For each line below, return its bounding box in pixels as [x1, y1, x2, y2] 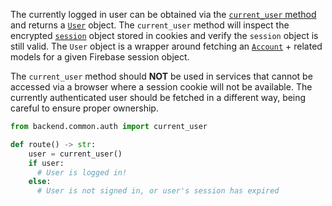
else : [28, 177, 52, 187]
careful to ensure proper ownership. [10, 102, 159, 114]
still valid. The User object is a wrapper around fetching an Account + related [10, 40, 323, 52]
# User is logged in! [36, 167, 128, 178]
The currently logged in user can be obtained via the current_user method [10, 9, 317, 20]
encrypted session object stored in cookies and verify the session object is [10, 30, 319, 41]
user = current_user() [28, 149, 123, 159]
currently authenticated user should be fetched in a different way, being [10, 92, 307, 103]
